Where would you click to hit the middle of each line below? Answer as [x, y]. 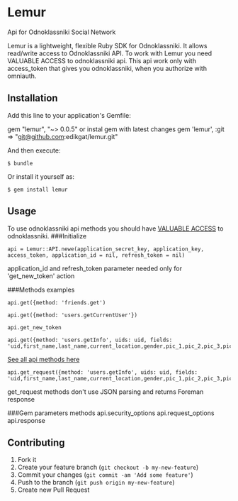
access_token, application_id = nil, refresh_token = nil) [96, 255]
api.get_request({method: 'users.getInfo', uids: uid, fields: [103, 372]
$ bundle [20, 163]
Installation [33, 98]
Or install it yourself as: [41, 176]
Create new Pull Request [53, 490]
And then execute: [34, 150]
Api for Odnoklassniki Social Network [62, 32]
